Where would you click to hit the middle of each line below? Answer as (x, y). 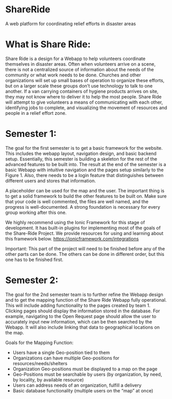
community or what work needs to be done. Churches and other (73, 75)
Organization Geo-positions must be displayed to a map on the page (85, 369)
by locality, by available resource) (48, 380)
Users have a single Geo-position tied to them (61, 352)
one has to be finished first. (34, 260)
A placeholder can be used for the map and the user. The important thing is (85, 190)
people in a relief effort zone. (36, 113)
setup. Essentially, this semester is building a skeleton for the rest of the (81, 159)
